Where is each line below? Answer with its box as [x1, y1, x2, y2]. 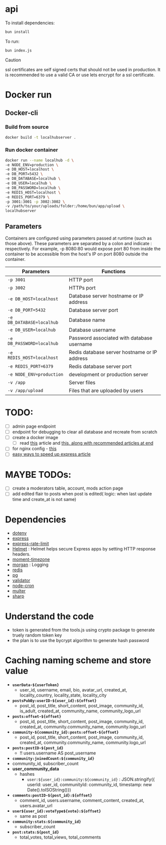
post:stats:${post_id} [12, 830, 59, 835]
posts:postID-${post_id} [12, 746, 64, 751]
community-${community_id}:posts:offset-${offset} [12, 730, 119, 735]
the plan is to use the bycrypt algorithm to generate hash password [12, 638, 149, 644]
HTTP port [69, 276, 93, 283]
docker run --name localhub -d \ [5, 157, 74, 163]
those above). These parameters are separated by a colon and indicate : [5, 241, 152, 247]
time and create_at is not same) [12, 497, 77, 502]
